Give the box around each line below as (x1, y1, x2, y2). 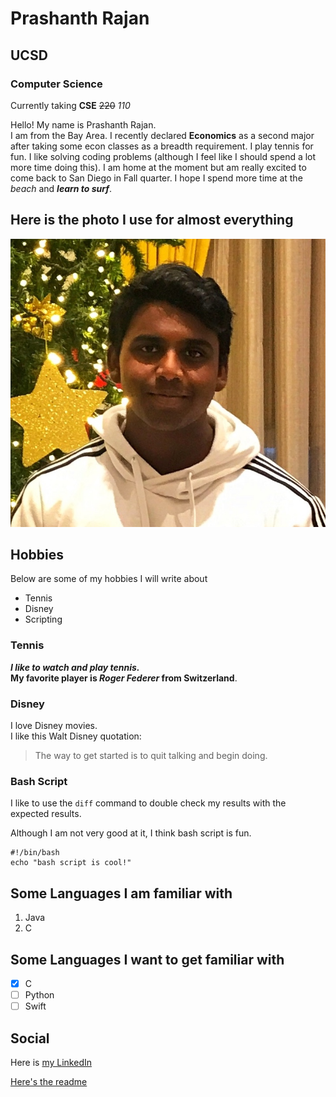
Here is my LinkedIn (10, 1056, 92, 1068)
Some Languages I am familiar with (10, 885, 233, 902)
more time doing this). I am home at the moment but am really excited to (10, 161, 307, 173)
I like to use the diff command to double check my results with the (10, 797, 287, 809)
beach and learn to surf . (10, 182, 113, 194)
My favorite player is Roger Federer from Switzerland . (10, 672, 238, 684)
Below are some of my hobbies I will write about (10, 573, 208, 585)
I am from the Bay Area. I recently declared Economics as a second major (10, 129, 315, 141)
